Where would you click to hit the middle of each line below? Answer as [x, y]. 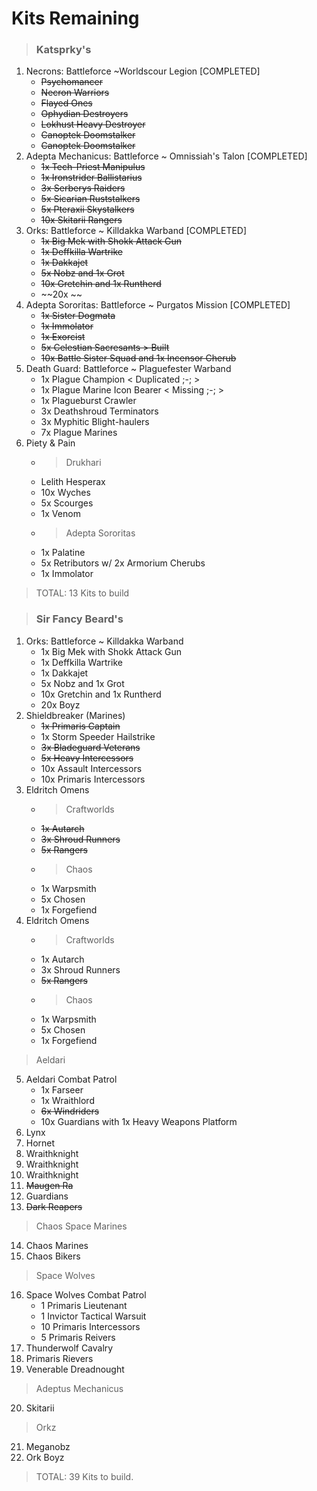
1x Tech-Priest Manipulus [93, 167]
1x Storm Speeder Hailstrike [98, 736]
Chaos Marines [57, 1245]
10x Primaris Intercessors [93, 779]
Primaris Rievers [59, 1358]
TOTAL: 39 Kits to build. [84, 1476]
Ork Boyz [45, 1457]
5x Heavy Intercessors [87, 758]
